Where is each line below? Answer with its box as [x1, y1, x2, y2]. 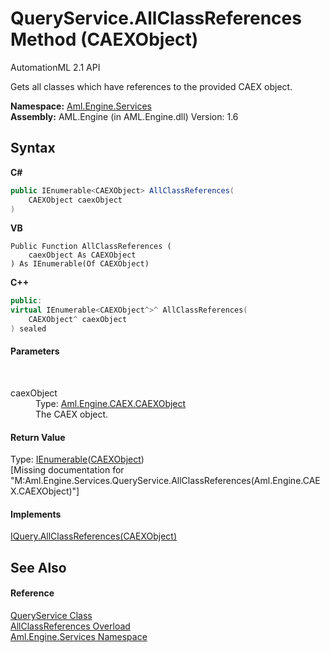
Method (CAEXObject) [10, 28, 199, 51]
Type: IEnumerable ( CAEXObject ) [10, 453, 145, 466]
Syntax [10, 140, 56, 157]
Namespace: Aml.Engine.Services [10, 100, 152, 112]
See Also [10, 559, 67, 576]
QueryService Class [10, 610, 93, 622]
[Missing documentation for [10, 464, 125, 476]
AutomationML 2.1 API [10, 61, 101, 73]
